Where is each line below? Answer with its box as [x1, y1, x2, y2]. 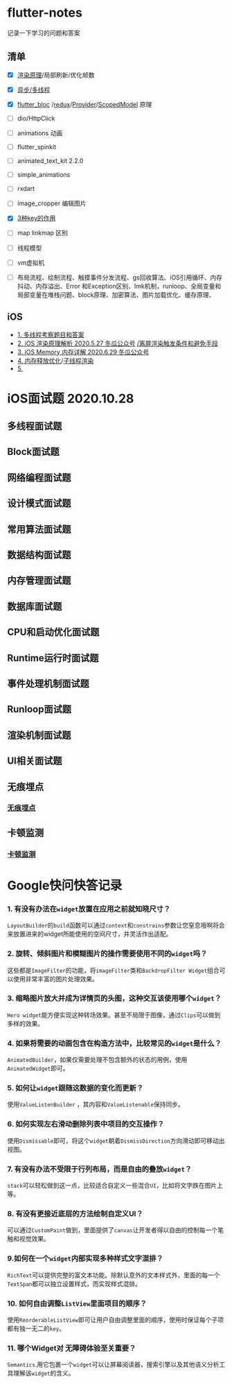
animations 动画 [17, 129, 63, 137]
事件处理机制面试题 [7, 678, 89, 690]
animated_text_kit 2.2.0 [17, 157, 84, 165]
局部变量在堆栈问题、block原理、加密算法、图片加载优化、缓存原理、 [17, 290, 215, 299]
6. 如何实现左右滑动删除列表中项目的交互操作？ [7, 1119, 165, 1129]
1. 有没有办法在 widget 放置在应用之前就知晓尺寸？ [7, 904, 171, 914]
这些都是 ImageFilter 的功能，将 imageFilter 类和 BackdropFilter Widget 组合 [7, 966, 220, 974]
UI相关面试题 [7, 755, 62, 767]
